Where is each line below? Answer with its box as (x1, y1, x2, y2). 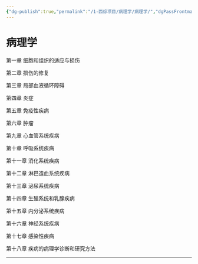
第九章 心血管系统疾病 (6, 132, 60, 139)
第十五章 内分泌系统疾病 (6, 207, 65, 214)
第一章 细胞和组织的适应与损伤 (6, 57, 80, 64)
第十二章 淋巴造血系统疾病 (6, 170, 70, 177)
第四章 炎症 (6, 94, 34, 101)
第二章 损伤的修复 (6, 69, 49, 76)
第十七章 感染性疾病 (6, 232, 54, 239)
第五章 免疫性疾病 (6, 107, 49, 114)
